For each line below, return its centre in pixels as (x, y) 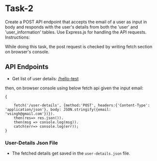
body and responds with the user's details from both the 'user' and (72, 27)
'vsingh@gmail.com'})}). (30, 114)
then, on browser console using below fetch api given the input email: (74, 88)
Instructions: (17, 37)
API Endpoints (27, 67)
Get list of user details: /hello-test (45, 78)
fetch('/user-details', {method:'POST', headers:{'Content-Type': (82, 105)
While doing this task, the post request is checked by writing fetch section (79, 46)
